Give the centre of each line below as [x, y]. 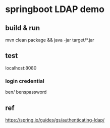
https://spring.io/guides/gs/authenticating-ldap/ [55, 120]
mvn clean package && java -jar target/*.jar [50, 40]
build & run [23, 28]
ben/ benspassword [26, 92]
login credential [25, 81]
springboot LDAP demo [55, 9]
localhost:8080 [21, 68]
